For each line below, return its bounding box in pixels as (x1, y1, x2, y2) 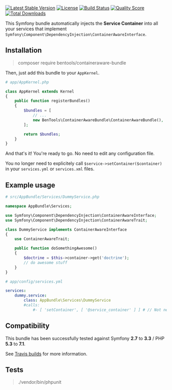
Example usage (5, 180, 55, 190)
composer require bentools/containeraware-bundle (17, 60, 126, 66)
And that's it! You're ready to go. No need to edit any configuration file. (5, 151, 155, 157)
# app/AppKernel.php (5, 80, 50, 85)
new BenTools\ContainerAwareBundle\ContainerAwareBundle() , (32, 117, 164, 123)
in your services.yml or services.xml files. (5, 166, 95, 172)
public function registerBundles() (14, 98, 91, 104)
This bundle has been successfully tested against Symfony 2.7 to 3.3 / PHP (5, 335, 165, 341)
